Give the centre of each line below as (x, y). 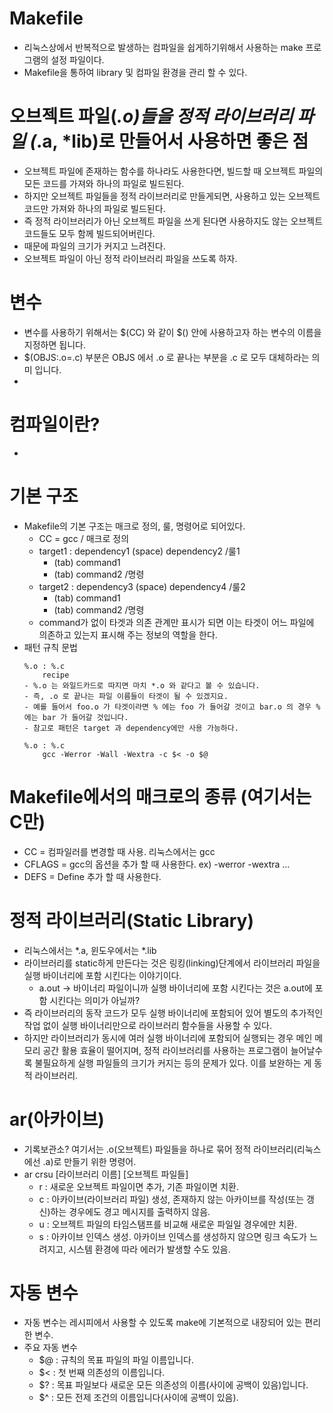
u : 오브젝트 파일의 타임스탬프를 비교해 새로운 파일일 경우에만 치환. (168, 1224)
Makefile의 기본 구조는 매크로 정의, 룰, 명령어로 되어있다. (134, 526)
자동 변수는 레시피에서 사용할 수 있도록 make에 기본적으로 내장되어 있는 (163, 1323)
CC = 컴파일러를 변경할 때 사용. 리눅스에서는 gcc (119, 851)
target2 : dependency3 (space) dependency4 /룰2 (142, 586)
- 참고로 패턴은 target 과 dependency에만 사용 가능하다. (131, 728)
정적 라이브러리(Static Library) (132, 920)
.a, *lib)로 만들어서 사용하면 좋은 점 (172, 141)
